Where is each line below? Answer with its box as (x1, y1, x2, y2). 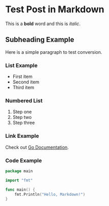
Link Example (5, 132, 39, 139)
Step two (12, 114, 32, 120)
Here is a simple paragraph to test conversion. (5, 49, 102, 55)
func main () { (5, 187, 36, 192)
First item (12, 73, 33, 80)
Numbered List (5, 97, 43, 104)
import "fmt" (5, 178, 33, 183)
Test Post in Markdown (5, 4, 104, 15)
